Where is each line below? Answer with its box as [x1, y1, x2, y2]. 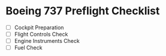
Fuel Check [14, 44, 43, 51]
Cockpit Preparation [14, 24, 64, 31]
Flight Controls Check [14, 31, 68, 38]
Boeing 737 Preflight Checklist [5, 4, 160, 18]
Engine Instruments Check [14, 38, 80, 45]
